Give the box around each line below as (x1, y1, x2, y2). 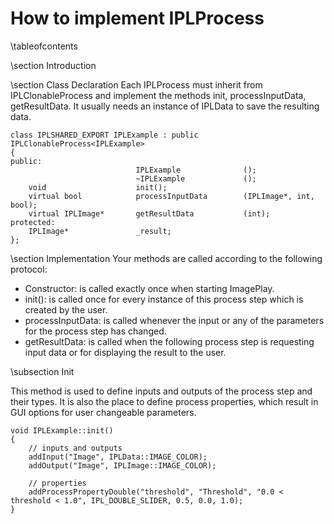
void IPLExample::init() (10, 425, 114, 436)
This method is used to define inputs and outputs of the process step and (10, 385, 313, 397)
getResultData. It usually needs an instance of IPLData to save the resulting (10, 100, 320, 112)
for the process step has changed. (24, 325, 167, 337)
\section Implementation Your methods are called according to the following (10, 252, 323, 264)
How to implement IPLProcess (10, 7, 265, 30)
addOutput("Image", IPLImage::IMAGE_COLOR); (28, 460, 217, 471)
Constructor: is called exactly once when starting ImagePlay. (24, 282, 275, 294)
